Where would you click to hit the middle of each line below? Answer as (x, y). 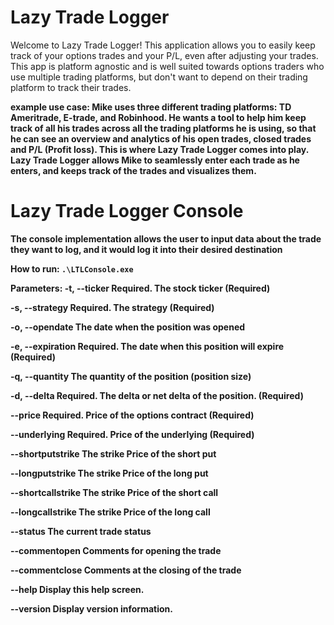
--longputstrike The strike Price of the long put (109, 473)
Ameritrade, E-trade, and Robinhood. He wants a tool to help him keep (158, 117)
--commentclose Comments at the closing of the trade (126, 570)
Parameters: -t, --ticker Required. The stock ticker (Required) (140, 288)
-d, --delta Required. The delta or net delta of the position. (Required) (157, 395)
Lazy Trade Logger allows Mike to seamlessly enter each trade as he (155, 160)
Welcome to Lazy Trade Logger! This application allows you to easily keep (163, 45)
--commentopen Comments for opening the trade (116, 550)
